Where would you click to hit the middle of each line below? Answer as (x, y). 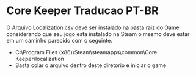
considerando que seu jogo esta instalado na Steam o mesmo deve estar (98, 34)
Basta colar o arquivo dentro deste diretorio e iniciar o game (91, 65)
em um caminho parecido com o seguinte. (60, 40)
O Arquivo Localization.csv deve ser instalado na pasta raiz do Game (93, 27)
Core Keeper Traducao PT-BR (82, 11)
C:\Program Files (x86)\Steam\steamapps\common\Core (86, 52)
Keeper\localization (39, 59)
